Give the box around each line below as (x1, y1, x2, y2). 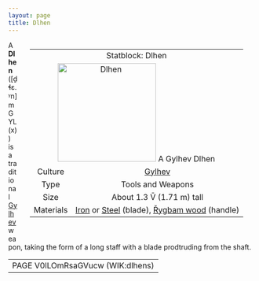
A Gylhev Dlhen (158, 153, 216, 164)
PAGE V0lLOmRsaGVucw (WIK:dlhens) (12, 260, 155, 271)
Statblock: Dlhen (105, 50, 167, 61)
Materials (33, 204, 68, 215)
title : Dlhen (8, 19, 51, 27)
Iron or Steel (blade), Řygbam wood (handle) (75, 204, 239, 215)
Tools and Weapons (120, 179, 195, 190)
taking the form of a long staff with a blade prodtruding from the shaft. (24, 242, 252, 252)
